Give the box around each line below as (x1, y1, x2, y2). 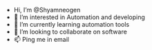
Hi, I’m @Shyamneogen (13, 6, 81, 14)
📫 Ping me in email (13, 36, 69, 43)
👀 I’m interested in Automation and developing (13, 13, 145, 21)
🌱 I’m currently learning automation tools (13, 21, 130, 28)
